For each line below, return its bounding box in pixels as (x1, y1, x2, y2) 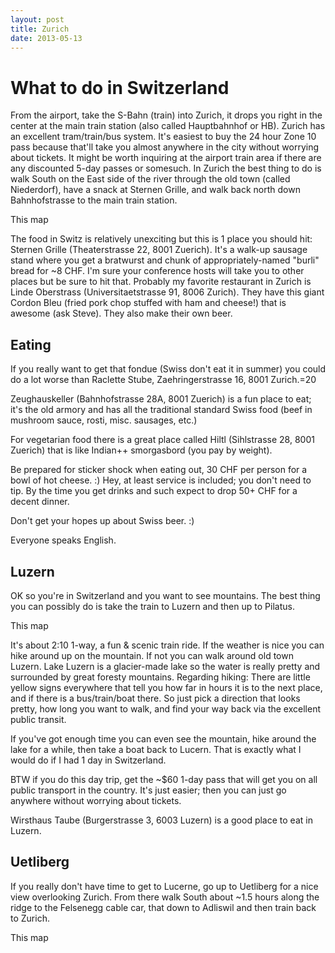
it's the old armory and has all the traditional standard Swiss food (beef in (10, 404, 313, 416)
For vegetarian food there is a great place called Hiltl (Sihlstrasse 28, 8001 (10, 434, 315, 446)
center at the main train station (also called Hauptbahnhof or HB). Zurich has (10, 120, 326, 132)
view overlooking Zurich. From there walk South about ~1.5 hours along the (10, 891, 320, 903)
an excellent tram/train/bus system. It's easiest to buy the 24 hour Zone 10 (10, 131, 317, 143)
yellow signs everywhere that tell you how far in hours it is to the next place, (10, 681, 323, 693)
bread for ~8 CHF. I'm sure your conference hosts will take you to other (10, 265, 305, 277)
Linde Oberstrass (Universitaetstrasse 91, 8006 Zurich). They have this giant (10, 286, 325, 298)
